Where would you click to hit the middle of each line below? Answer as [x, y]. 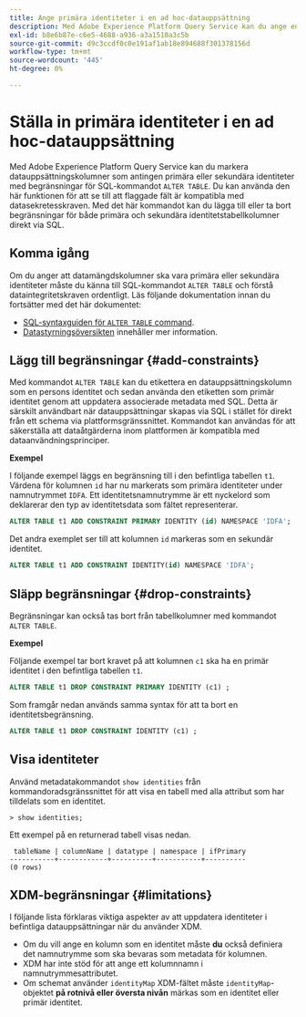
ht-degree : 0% [36, 69]
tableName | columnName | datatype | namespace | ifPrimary [130, 851]
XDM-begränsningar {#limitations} [111, 895]
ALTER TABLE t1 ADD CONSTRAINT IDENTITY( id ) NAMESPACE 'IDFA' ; [132, 566]
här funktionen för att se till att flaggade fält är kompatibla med [127, 195]
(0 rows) [26, 867]
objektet [38, 993]
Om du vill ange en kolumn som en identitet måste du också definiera [153, 944]
